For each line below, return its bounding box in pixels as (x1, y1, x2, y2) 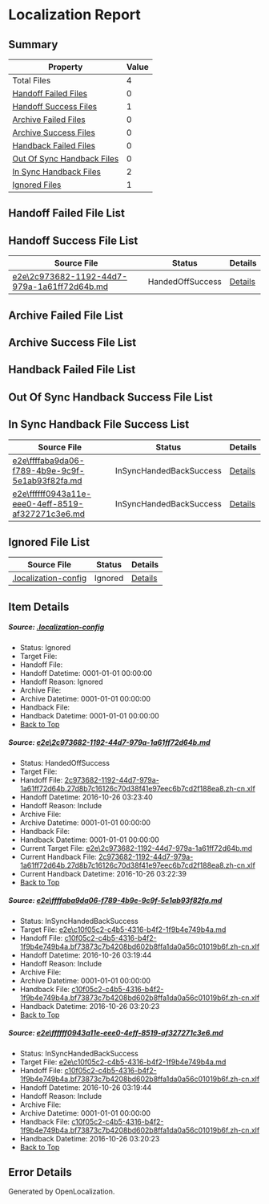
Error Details (8, 1165, 72, 1179)
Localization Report (8, 6, 142, 24)
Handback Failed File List (8, 363, 136, 376)
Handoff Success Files (12, 101, 98, 112)
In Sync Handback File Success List (8, 417, 190, 431)
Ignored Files (12, 179, 62, 190)
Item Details (8, 600, 70, 613)
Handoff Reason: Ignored (19, 677, 103, 686)
